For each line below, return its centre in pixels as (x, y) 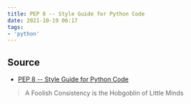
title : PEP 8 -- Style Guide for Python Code (76, 14)
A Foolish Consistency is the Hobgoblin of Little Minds (104, 93)
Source (24, 62)
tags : (15, 27)
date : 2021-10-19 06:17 (43, 21)
